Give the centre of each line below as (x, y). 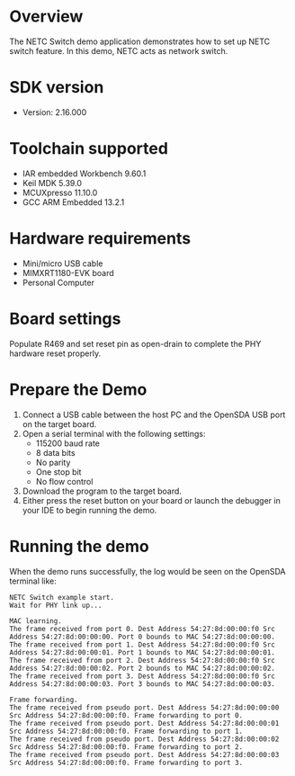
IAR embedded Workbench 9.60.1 (84, 174)
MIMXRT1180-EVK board (68, 272)
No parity (53, 462)
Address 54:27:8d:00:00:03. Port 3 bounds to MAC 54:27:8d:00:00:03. (143, 684)
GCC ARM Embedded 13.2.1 (73, 202)
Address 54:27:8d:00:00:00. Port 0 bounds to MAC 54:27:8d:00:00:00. (143, 637)
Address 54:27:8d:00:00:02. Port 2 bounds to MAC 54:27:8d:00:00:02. (143, 668)
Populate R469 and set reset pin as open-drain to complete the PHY (135, 343)
